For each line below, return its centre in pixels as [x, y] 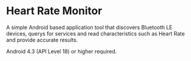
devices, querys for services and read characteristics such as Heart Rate [95, 33]
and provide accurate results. [42, 40]
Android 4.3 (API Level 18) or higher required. [62, 51]
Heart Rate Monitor [54, 11]
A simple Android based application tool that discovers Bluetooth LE [89, 27]
